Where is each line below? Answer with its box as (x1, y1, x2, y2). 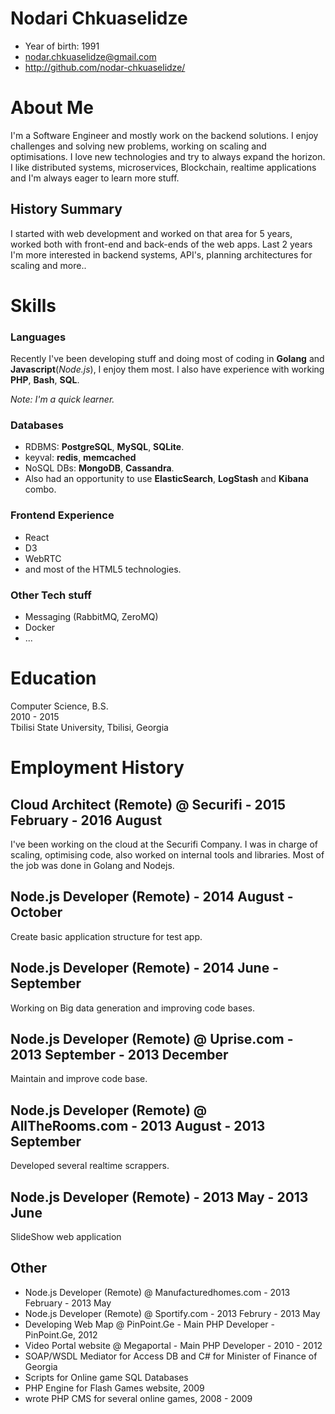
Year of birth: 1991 (24, 40, 100, 52)
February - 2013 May (24, 1297, 112, 1309)
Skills (10, 294, 57, 317)
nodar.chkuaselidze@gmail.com (24, 50, 157, 62)
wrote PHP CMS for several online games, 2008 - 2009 (24, 1392, 253, 1404)
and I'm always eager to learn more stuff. (10, 172, 180, 184)
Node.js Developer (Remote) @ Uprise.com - (10, 1031, 294, 1048)
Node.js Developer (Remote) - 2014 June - (10, 960, 279, 977)
